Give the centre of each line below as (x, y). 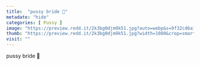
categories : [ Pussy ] (34, 22)
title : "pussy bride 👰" (37, 12)
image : (14, 28)
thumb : (14, 34)
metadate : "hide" (28, 17)
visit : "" (18, 39)
